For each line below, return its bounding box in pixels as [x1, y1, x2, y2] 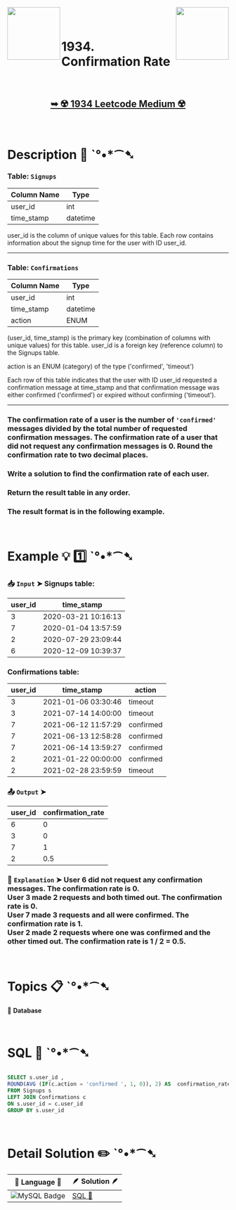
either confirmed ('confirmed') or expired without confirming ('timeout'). [7, 391, 216, 399]
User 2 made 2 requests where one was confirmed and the [7, 928, 211, 938]
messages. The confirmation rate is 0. [7, 884, 140, 894]
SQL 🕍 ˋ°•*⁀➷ [7, 1045, 90, 1061]
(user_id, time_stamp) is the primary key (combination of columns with [7, 334, 211, 342]
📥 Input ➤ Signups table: [7, 579, 95, 588]
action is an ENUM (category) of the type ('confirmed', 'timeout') [7, 362, 195, 371]
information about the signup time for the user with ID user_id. [7, 238, 188, 247]
